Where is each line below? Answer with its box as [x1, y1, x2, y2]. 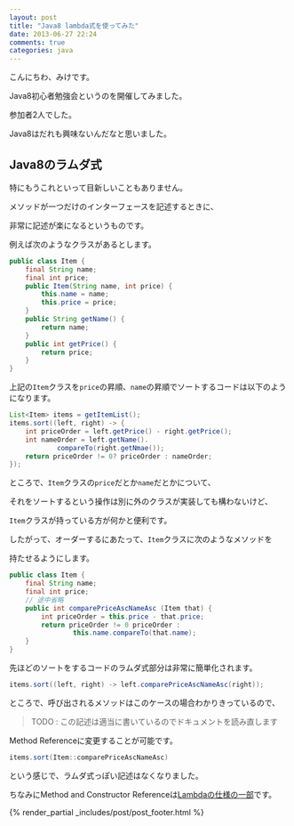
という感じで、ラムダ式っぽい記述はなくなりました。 [9, 770, 204, 781]
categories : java [9, 46, 74, 55]
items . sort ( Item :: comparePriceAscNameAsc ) [9, 753, 169, 762]
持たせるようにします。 [9, 553, 95, 563]
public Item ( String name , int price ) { [25, 281, 173, 290]
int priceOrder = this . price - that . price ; [41, 611, 204, 621]
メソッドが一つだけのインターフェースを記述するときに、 [9, 201, 219, 212]
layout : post [9, 12, 58, 22]
